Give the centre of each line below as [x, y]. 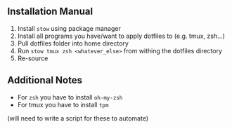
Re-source [33, 58]
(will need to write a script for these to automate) [78, 118]
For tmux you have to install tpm [63, 104]
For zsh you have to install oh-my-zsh [70, 97]
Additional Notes [45, 80]
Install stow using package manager [69, 28]
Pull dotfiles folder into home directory [73, 43]
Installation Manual [50, 12]
